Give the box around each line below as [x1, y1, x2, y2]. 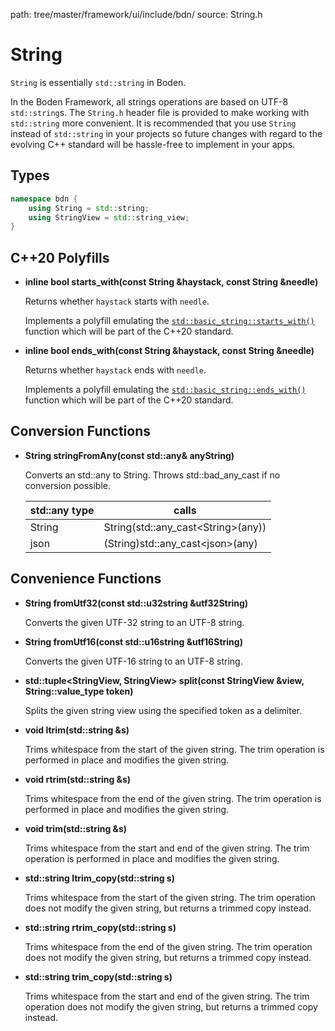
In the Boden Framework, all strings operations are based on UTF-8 [10, 95, 289, 108]
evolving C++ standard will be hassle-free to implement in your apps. [10, 138, 296, 150]
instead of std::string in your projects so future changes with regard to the [10, 127, 323, 139]
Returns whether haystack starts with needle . [24, 295, 210, 308]
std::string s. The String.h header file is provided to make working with [10, 106, 310, 118]
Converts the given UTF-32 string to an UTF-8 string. [24, 616, 245, 628]
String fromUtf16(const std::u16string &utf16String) [24, 635, 243, 648]
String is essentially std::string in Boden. [10, 76, 187, 88]
